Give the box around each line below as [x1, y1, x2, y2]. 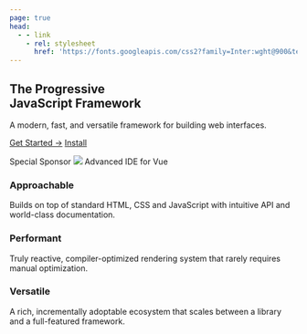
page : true [9, 13, 51, 23]
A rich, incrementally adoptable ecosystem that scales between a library [9, 306, 281, 317]
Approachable [9, 179, 75, 192]
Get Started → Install [9, 137, 88, 148]
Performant [9, 232, 62, 245]
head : [9, 22, 30, 31]
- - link [17, 30, 51, 39]
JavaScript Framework [9, 95, 142, 110]
